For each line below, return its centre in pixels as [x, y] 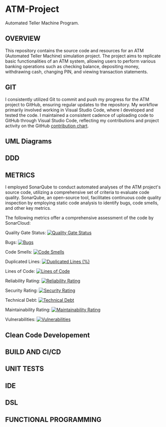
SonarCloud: [18, 223]
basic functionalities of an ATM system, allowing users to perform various [81, 61]
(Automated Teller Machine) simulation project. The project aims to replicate [83, 56]
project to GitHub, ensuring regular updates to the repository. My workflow [82, 104]
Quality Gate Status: [26, 233]
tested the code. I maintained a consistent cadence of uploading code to [80, 115]
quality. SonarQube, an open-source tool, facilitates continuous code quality [83, 198]
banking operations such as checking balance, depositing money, [72, 66]
